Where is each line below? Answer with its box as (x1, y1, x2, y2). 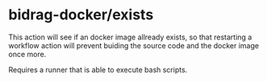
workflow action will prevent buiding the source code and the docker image (8, 40, 260, 50)
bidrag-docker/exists (8, 6, 154, 24)
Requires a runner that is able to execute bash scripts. (8, 64, 188, 74)
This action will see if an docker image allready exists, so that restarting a (8, 32, 252, 42)
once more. (8, 49, 47, 59)
